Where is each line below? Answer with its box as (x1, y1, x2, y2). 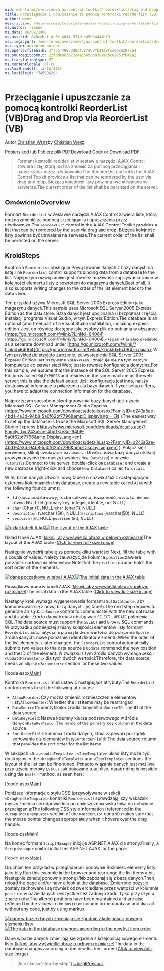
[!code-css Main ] (5, 831, 39, 837)
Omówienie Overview (5, 199, 71, 207)
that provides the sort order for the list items (12, 741, 101, 747)
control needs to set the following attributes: (5, 685, 94, 691)
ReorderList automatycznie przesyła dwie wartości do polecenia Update (5, 630, 149, 635)
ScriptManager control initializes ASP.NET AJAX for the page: (5, 846, 127, 852)
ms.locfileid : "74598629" (5, 71, 58, 76)
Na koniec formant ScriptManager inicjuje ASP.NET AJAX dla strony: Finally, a (5, 840, 159, 846)
